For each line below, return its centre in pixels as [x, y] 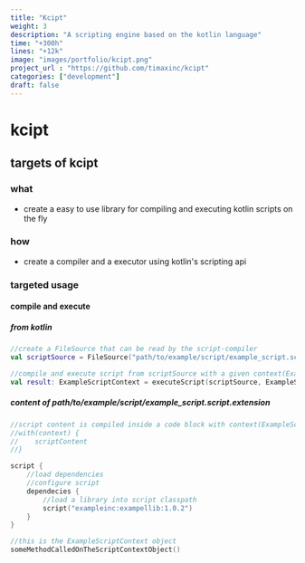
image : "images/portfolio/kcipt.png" [81, 60]
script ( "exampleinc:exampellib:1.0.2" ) [118, 508]
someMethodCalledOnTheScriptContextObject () [95, 550]
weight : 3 [29, 26]
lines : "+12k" [37, 52]
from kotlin [31, 327]
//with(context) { [45, 433]
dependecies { [53, 491]
